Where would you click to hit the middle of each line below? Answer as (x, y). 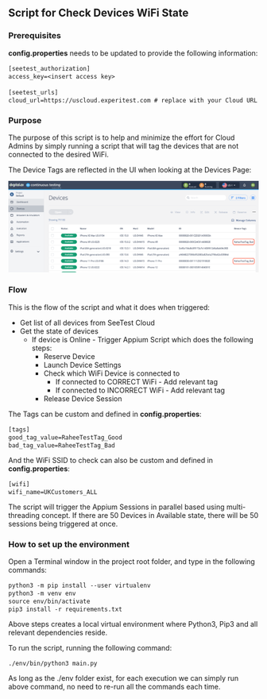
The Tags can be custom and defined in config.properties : (105, 414)
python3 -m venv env (43, 594)
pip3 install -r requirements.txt (66, 610)
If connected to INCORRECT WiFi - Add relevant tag (140, 390)
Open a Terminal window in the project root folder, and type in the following (132, 562)
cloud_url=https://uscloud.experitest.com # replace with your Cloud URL (133, 100)
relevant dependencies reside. (58, 633)
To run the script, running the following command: (90, 648)
